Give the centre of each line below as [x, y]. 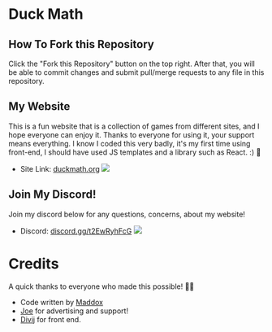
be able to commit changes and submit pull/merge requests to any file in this [136, 72]
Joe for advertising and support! [74, 311]
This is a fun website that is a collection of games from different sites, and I [134, 126]
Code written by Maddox [62, 302]
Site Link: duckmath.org [60, 168]
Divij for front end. [50, 319]
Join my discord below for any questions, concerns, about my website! [127, 214]
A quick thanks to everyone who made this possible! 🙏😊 [101, 286]
